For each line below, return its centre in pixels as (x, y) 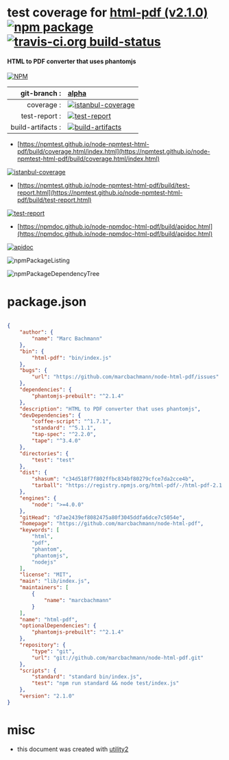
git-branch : (41, 93)
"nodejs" (44, 562)
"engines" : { (38, 498)
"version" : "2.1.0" (47, 696)
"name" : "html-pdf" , (49, 619)
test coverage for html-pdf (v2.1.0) (108, 13)
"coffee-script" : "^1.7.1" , (72, 422)
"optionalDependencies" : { (58, 626)
